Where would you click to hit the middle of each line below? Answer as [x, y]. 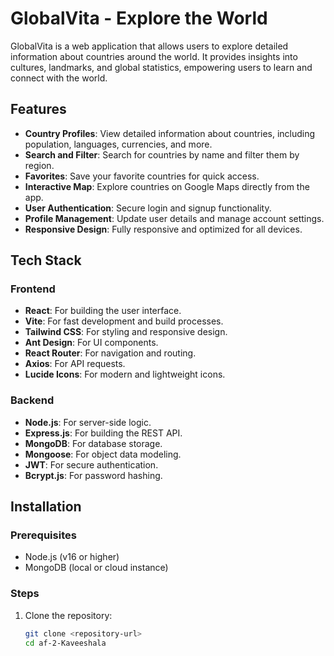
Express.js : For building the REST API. [103, 433]
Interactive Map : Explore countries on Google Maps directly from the [167, 186]
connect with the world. [59, 78]
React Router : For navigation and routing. [110, 353]
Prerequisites [43, 535]
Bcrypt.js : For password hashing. [93, 475]
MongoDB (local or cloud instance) [96, 568]
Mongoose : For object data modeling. [103, 454]
